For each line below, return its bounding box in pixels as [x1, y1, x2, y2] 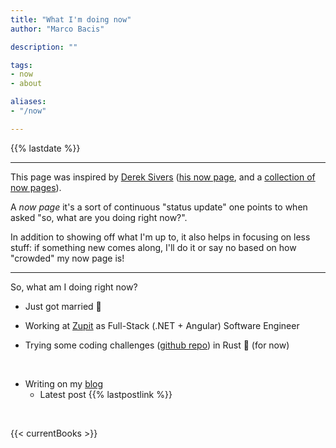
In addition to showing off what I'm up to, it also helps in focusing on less [10, 231, 311, 243]
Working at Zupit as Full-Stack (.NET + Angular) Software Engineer [24, 319, 300, 331]
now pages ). [10, 181, 62, 193]
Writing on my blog [24, 377, 104, 390]
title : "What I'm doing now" [10, 14, 132, 25]
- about [10, 79, 43, 89]
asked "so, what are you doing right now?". [10, 211, 188, 223]
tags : [10, 60, 33, 70]
